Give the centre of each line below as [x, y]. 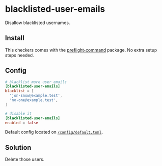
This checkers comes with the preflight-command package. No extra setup [81, 50]
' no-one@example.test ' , [34, 100]
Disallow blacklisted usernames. [38, 23]
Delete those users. [25, 159]
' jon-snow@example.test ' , [36, 96]
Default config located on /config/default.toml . [54, 132]
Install [15, 38]
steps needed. [20, 55]
